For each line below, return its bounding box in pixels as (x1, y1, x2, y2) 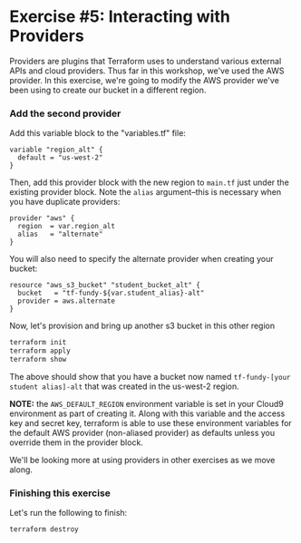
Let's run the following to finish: (9, 508, 128, 519)
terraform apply (9, 346, 71, 355)
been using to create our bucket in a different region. (9, 84, 207, 95)
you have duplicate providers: (9, 197, 121, 208)
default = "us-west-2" (17, 153, 103, 162)
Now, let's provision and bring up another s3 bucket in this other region (9, 320, 275, 332)
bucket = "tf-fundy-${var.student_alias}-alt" (17, 288, 205, 298)
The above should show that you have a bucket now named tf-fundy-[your (9, 371, 291, 382)
